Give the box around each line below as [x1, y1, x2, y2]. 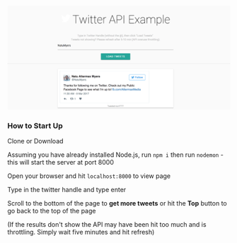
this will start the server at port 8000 [7, 158, 115, 167]
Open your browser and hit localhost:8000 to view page [7, 172, 171, 180]
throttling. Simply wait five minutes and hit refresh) [7, 228, 155, 237]
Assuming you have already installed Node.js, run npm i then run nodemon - [7, 150, 224, 159]
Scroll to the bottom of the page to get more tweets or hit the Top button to [7, 199, 228, 208]
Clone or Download [7, 137, 64, 146]
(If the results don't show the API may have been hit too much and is [7, 220, 207, 229]
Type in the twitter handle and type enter [7, 186, 127, 194]
